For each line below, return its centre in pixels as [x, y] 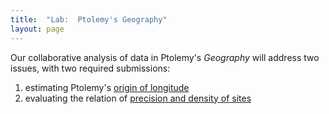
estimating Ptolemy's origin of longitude [107, 87]
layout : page [37, 29]
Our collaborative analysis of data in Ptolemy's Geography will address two [165, 57]
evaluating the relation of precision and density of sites [138, 98]
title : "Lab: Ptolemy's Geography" [89, 19]
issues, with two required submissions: [90, 68]
